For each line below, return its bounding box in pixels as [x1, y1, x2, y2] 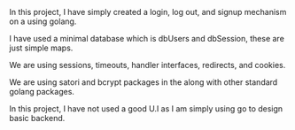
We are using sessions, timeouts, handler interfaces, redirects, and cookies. [9, 60, 286, 71]
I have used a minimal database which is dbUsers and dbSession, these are [9, 34, 285, 44]
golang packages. [9, 87, 75, 97]
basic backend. [9, 113, 66, 124]
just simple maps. [9, 42, 74, 53]
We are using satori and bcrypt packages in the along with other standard [9, 77, 278, 88]
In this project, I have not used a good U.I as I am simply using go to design [9, 103, 283, 114]
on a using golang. [9, 16, 77, 27]
